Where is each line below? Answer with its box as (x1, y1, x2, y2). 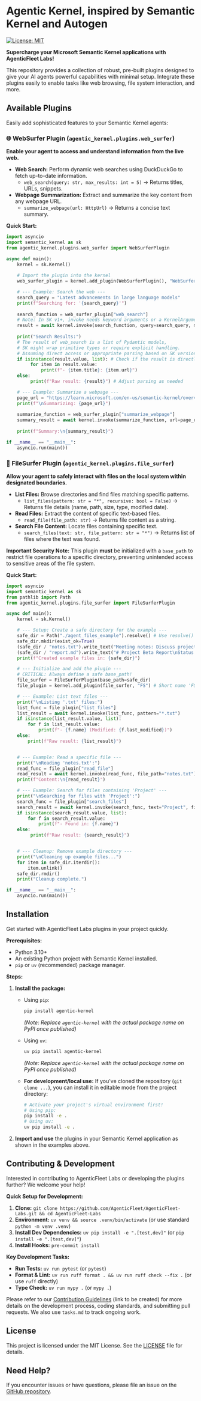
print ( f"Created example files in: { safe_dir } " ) (17, 655, 141, 661)
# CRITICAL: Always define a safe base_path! (17, 671, 133, 677)
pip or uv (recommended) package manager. (14, 961, 126, 968)
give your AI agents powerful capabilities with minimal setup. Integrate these (6, 73, 195, 80)
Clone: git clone (14, 1204, 58, 1212)
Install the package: (14, 984, 66, 992)
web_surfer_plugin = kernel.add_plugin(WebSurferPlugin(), (17, 278, 167, 284)
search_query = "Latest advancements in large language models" (17, 295, 181, 301)
